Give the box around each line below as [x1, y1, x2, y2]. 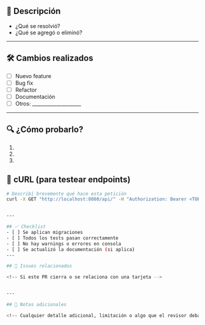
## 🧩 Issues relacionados [6, 263, 72, 269]
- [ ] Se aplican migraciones [6, 230, 84, 236]
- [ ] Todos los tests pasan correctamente [6, 235, 119, 241]
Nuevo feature [15, 72, 52, 79]
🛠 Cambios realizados [6, 53, 93, 64]
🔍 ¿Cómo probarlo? [6, 125, 84, 135]
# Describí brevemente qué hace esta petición [6, 191, 127, 197]
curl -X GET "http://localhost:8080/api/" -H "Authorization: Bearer [6, 196, 187, 202]
